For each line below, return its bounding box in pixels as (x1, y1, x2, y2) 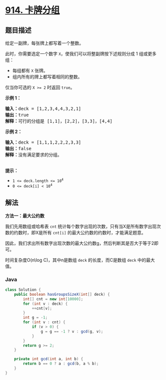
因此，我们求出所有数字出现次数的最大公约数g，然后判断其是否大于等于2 (5, 240, 155, 246)
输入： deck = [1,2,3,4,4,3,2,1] (5, 106, 82, 111)
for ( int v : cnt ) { (23, 320, 66, 325)
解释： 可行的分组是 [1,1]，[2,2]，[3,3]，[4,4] (5, 118, 113, 124)
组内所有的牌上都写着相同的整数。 (12, 74, 83, 80)
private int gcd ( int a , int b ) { (14, 357, 83, 362)
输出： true (5, 112, 29, 118)
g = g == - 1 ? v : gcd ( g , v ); (40, 329, 103, 334)
